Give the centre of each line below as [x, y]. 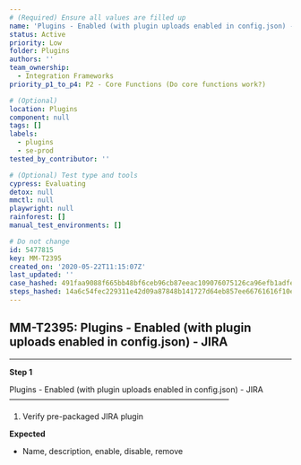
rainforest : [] [38, 217]
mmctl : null [31, 200]
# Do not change [39, 241]
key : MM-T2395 [36, 258]
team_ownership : [39, 68]
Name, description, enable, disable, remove [103, 451]
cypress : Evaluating [48, 184]
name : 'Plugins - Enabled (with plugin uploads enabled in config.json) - [152, 26]
